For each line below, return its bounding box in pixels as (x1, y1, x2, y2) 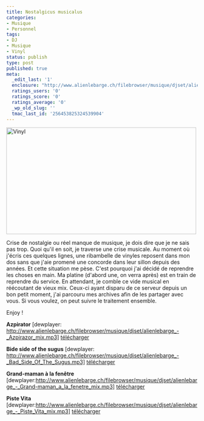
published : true (6, 65, 47, 72)
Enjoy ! (6, 309, 24, 317)
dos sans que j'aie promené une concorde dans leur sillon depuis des (6, 259, 180, 266)
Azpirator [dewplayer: (6, 321, 62, 328)
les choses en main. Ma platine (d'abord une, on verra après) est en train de (6, 272, 196, 279)
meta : (6, 71, 20, 77)
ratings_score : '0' (12, 94, 61, 100)
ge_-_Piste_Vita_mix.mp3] (6, 408, 71, 415)
